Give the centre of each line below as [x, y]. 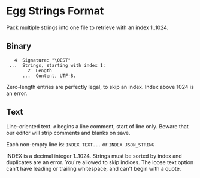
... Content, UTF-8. [49, 76]
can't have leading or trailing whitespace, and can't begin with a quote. [94, 168]
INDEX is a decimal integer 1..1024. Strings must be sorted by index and [94, 156]
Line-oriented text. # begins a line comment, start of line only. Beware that [97, 126]
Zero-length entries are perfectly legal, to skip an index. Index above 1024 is [100, 87]
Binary [19, 46]
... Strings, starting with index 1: [57, 65]
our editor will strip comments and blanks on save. [68, 133]
